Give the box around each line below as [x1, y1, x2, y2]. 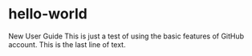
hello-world [8, 5, 88, 23]
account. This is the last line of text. [8, 39, 126, 49]
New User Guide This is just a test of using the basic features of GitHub [8, 31, 245, 41]
